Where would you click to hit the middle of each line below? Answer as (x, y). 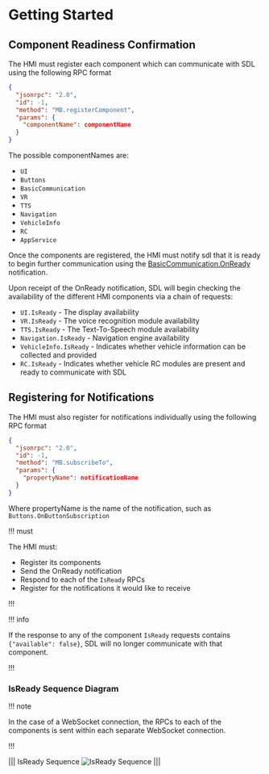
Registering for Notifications (81, 397)
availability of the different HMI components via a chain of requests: (121, 297)
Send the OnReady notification (71, 571)
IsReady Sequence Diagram (64, 688)
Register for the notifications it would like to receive (105, 588)
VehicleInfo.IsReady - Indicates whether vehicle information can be (133, 346)
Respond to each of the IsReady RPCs (83, 579)
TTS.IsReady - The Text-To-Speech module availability (110, 329)
